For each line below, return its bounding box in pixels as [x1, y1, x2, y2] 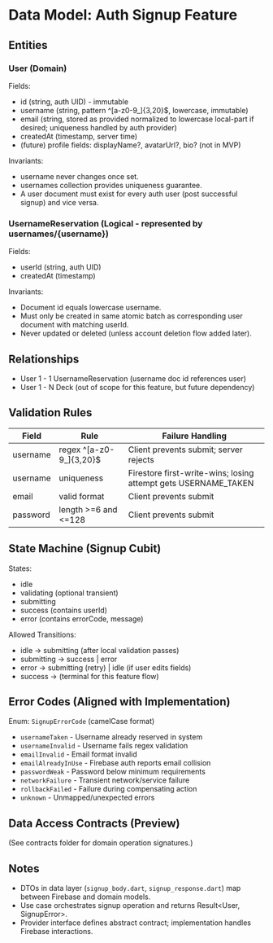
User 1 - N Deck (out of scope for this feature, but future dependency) [19, 382, 255, 392]
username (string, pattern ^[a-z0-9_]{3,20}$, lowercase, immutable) [19, 105, 249, 115]
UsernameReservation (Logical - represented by [8, 217, 203, 229]
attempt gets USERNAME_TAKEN [128, 477, 254, 489]
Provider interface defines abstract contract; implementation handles [19, 918, 252, 928]
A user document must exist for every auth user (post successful [19, 189, 238, 199]
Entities [8, 38, 48, 52]
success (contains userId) [19, 605, 108, 615]
